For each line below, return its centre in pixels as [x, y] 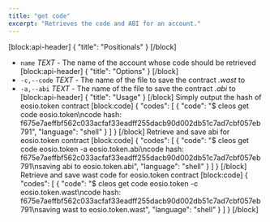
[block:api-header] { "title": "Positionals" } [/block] [92, 46]
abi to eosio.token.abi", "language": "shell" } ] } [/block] [154, 166]
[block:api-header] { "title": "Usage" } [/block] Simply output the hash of [141, 97]
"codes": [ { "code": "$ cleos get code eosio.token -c [109, 183]
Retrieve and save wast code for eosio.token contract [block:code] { [134, 175]
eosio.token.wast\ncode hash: [71, 192]
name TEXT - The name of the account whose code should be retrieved [138, 63]
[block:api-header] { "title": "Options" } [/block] [99, 71]
